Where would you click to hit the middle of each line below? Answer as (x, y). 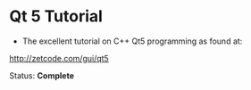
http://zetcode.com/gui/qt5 (59, 58)
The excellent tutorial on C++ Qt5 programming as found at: (132, 41)
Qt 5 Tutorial (56, 16)
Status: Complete (42, 75)
